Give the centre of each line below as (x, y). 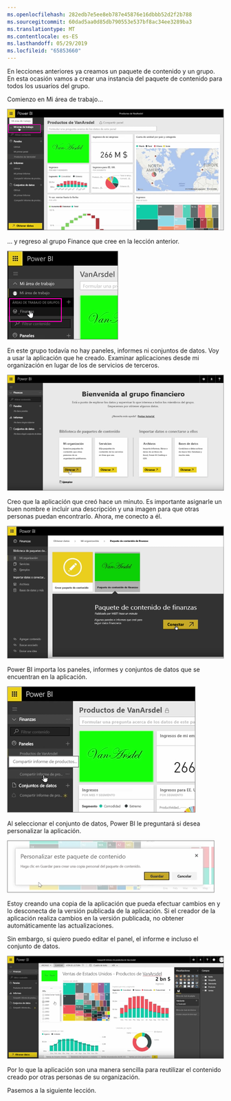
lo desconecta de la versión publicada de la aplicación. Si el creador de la (111, 911)
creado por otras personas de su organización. (74, 1077)
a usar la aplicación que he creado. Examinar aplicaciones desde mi (103, 358)
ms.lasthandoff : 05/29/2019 (47, 44)
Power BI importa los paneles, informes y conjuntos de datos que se (104, 669)
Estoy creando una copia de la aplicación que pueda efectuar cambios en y (114, 903)
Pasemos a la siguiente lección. (52, 1091)
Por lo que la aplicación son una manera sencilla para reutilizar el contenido (114, 1070)
